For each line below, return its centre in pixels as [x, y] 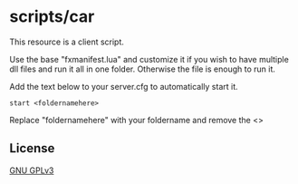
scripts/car [52, 17]
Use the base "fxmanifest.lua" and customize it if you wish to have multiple [149, 59]
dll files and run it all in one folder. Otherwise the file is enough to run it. [143, 69]
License [32, 148]
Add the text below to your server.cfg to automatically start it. [124, 86]
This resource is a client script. [67, 42]
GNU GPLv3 [32, 170]
